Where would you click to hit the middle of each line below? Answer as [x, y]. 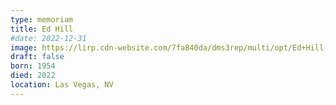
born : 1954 [33, 66]
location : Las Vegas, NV [62, 85]
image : [24, 47]
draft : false [37, 57]
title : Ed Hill [42, 29]
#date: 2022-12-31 [48, 38]
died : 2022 [33, 76]
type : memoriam [42, 19]
